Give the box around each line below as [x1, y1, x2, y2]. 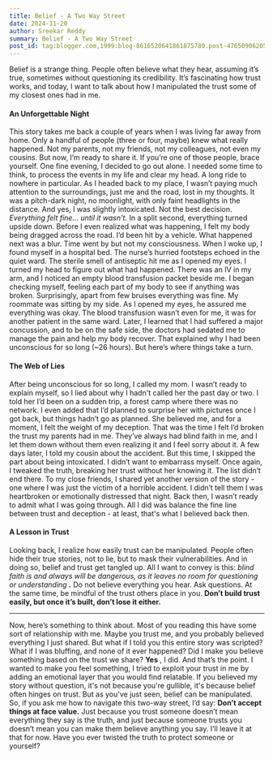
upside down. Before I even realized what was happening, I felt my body [9, 222, 250, 231]
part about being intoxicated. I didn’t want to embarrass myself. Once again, [9, 456, 262, 467]
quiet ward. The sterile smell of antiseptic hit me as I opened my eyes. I [9, 257, 246, 266]
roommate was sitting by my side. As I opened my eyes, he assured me [9, 300, 247, 309]
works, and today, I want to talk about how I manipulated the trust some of [9, 82, 258, 92]
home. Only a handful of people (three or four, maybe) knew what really [9, 136, 249, 145]
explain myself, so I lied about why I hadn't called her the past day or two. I [9, 387, 258, 398]
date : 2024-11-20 [9, 19, 68, 28]
